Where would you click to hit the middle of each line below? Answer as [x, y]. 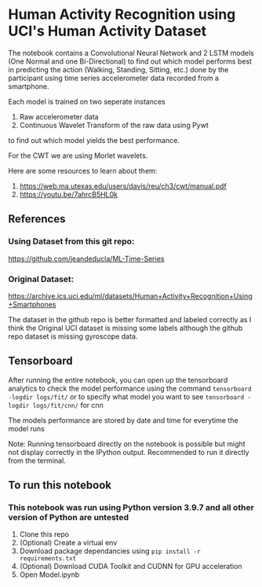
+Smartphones [32, 304]
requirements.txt [48, 559]
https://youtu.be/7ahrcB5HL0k [69, 194]
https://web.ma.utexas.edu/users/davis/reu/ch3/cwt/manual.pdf [123, 185]
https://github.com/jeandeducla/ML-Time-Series [86, 259]
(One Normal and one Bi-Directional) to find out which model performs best [130, 61]
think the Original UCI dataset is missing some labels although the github [126, 328]
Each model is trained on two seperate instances [87, 101]
